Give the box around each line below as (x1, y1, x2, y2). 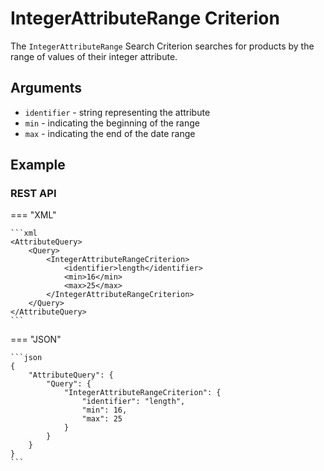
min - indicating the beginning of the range (24, 117, 201, 129)
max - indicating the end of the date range (24, 127, 196, 139)
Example (10, 157, 66, 174)
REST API (10, 187, 57, 201)
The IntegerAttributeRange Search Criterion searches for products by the (10, 40, 315, 52)
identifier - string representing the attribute (24, 106, 211, 118)
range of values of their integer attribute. (10, 50, 178, 62)
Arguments (10, 80, 83, 97)
